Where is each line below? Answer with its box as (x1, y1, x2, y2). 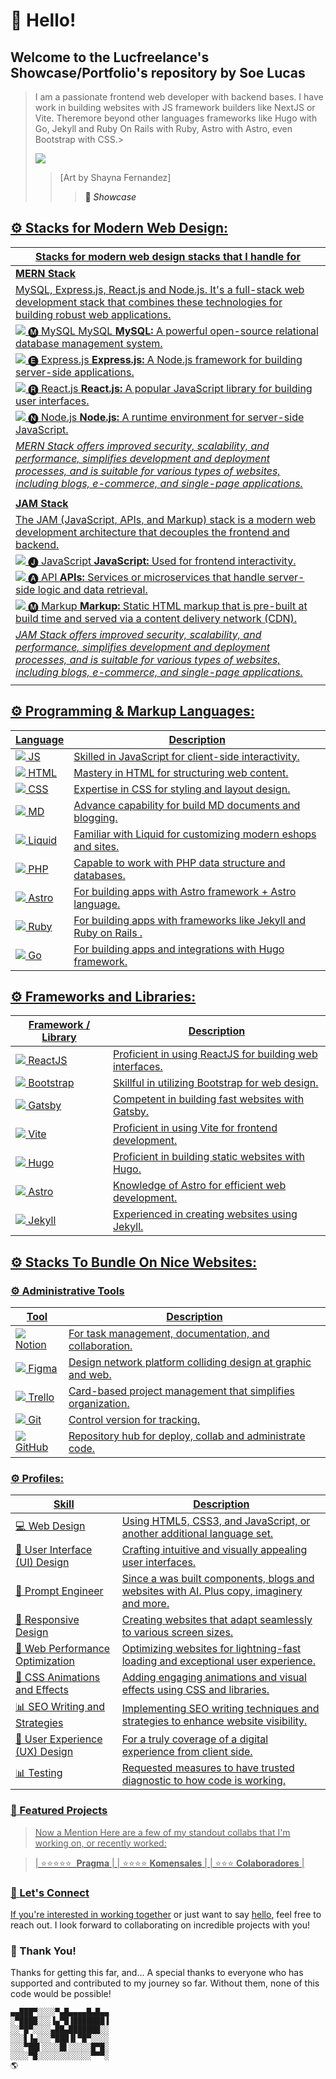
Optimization (15, 1654, 76, 1668)
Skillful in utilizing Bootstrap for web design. (112, 1076, 319, 1090)
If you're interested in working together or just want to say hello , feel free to (10, 1909, 322, 1921)
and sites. (73, 839, 120, 853)
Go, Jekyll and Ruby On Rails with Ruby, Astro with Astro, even (34, 123, 293, 134)
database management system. (15, 336, 163, 350)
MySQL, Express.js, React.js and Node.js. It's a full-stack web (15, 282, 305, 296)
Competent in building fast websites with (112, 1092, 305, 1106)
